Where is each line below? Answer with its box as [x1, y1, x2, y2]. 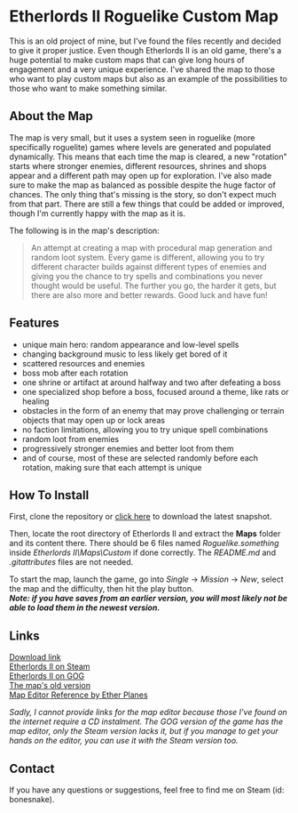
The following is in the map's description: [9, 225, 160, 236]
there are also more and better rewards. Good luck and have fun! [30, 289, 268, 300]
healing [21, 396, 50, 406]
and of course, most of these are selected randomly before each [21, 452, 259, 463]
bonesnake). [9, 794, 55, 804]
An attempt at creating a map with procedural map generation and [30, 242, 273, 253]
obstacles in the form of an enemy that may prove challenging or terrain [21, 405, 286, 415]
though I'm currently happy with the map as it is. [9, 207, 186, 219]
